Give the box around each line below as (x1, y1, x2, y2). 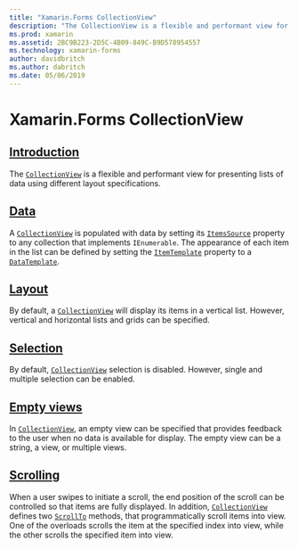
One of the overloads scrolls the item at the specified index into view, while (9, 520, 285, 530)
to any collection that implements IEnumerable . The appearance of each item (9, 237, 289, 248)
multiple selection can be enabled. (9, 373, 135, 384)
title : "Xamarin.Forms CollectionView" (9, 12, 157, 22)
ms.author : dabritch (9, 63, 86, 72)
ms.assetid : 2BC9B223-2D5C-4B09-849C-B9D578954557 (9, 37, 201, 47)
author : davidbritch (9, 54, 86, 63)
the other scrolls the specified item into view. (9, 529, 173, 540)
